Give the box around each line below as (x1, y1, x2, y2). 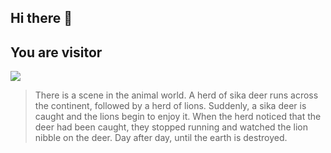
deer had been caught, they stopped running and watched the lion (34, 121, 308, 133)
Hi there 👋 (10, 10, 73, 27)
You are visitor (10, 44, 103, 61)
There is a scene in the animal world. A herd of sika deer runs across (34, 89, 319, 101)
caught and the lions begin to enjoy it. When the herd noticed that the (34, 111, 322, 123)
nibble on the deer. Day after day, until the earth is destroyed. (34, 132, 288, 144)
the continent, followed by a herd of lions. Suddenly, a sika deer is (34, 100, 307, 112)
